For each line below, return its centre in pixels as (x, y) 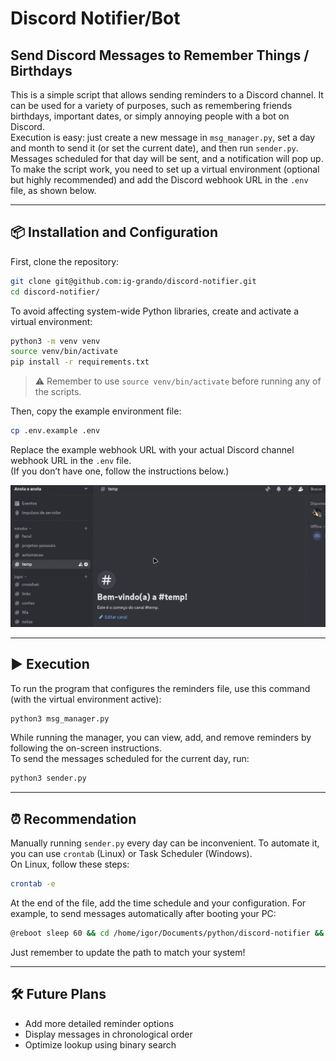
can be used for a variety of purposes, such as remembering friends (151, 105)
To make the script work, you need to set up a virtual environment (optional (165, 169)
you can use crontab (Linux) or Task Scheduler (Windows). (131, 854)
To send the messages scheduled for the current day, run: (130, 759)
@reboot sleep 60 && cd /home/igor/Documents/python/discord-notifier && (167, 933)
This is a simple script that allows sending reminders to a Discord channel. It (167, 95)
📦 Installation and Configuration (114, 232)
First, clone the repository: (65, 261)
